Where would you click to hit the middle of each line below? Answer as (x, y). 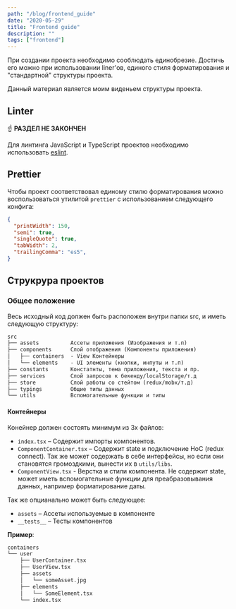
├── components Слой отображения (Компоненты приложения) (102, 350)
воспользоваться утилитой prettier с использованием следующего (110, 199)
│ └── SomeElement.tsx (56, 593)
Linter (20, 111)
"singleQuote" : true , (45, 239)
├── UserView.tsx (45, 567)
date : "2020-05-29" (36, 20)
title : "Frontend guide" (44, 27)
